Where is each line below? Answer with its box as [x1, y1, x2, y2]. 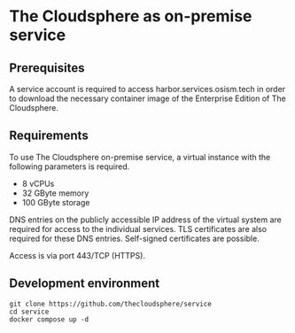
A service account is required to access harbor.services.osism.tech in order [9, 84, 286, 94]
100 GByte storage [21, 197, 90, 207]
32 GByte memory [21, 188, 89, 198]
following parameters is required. [9, 161, 130, 172]
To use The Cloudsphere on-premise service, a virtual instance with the [9, 151, 271, 162]
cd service [9, 307, 50, 316]
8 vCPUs [21, 178, 55, 189]
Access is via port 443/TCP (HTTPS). [9, 250, 146, 260]
